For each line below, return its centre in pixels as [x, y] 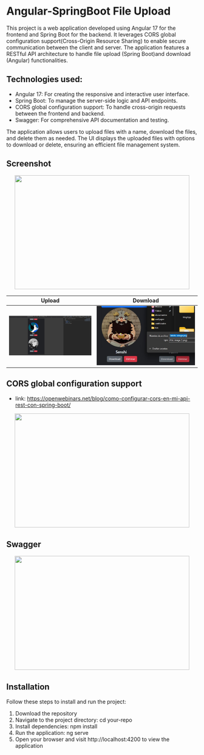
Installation [28, 687]
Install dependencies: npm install [56, 726]
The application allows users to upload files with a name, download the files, [102, 131]
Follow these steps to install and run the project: [66, 702]
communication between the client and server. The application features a [98, 47]
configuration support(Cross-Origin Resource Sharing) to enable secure [96, 41]
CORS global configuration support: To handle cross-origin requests [100, 107]
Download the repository [46, 713]
